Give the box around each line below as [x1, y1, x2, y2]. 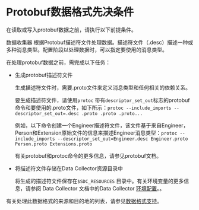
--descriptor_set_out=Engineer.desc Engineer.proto [57, 136, 188, 142]
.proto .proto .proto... [81, 110, 143, 116]
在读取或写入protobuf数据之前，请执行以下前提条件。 [6, 26, 137, 33]
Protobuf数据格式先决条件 [6, 5, 134, 19]
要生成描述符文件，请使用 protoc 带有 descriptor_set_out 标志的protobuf [14, 96, 190, 104]
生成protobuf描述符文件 [14, 71, 73, 78]
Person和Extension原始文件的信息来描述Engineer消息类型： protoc [14, 129, 178, 136]
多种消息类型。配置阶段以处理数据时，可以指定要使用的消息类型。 [6, 46, 168, 53]
